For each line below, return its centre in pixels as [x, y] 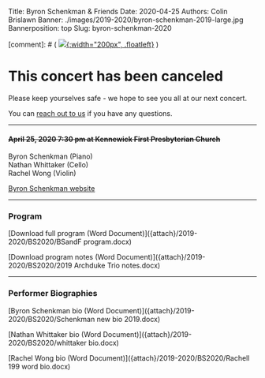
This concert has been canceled [116, 76]
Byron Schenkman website [52, 189]
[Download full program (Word [58, 234]
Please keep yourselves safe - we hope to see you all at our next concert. [127, 98]
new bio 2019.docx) [129, 319]
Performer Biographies [53, 294]
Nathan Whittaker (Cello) [49, 165]
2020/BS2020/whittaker [47, 342]
